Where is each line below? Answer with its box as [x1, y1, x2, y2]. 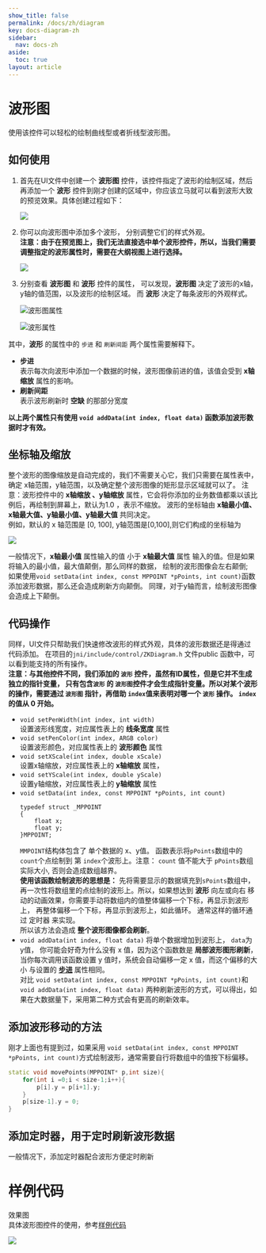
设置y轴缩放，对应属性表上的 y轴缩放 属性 [19, 779, 157, 789]
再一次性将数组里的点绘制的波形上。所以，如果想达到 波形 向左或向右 [19, 886, 246, 895]
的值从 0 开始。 [8, 699, 59, 708]
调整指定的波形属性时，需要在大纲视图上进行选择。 [19, 247, 187, 256]
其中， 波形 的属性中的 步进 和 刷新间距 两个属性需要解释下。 [8, 339, 199, 349]
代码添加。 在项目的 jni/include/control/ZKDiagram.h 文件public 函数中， [8, 649, 248, 659]
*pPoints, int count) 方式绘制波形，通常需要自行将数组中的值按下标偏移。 [8, 1052, 253, 1062]
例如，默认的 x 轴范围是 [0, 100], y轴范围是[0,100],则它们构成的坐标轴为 [8, 520, 241, 530]
